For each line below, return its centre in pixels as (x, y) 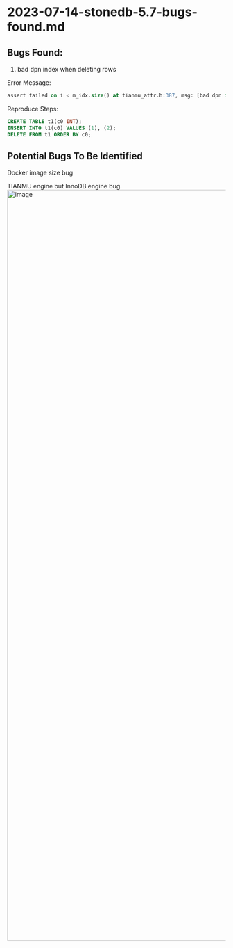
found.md (36, 27)
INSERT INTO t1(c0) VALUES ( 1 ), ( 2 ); (62, 128)
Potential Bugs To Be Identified (75, 156)
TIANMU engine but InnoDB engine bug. (65, 186)
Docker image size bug (40, 173)
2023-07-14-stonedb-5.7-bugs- (102, 12)
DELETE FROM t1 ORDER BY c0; (49, 134)
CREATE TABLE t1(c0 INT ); (44, 121)
